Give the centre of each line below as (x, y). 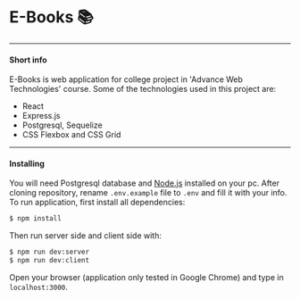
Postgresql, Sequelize (62, 125)
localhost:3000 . (39, 287)
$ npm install (36, 219)
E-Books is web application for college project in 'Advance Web (126, 79)
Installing (27, 163)
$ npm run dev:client (50, 261)
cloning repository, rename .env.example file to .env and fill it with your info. (148, 193)
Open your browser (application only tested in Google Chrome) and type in (146, 277)
